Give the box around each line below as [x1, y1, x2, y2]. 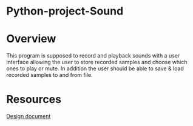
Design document [6, 113, 51, 120]
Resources [6, 93, 62, 107]
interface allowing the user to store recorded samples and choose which [6, 59, 188, 66]
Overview [6, 32, 56, 46]
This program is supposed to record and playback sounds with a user [6, 52, 180, 59]
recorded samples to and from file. [6, 71, 93, 79]
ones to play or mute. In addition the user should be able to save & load [6, 65, 184, 72]
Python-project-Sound [6, 4, 124, 18]
